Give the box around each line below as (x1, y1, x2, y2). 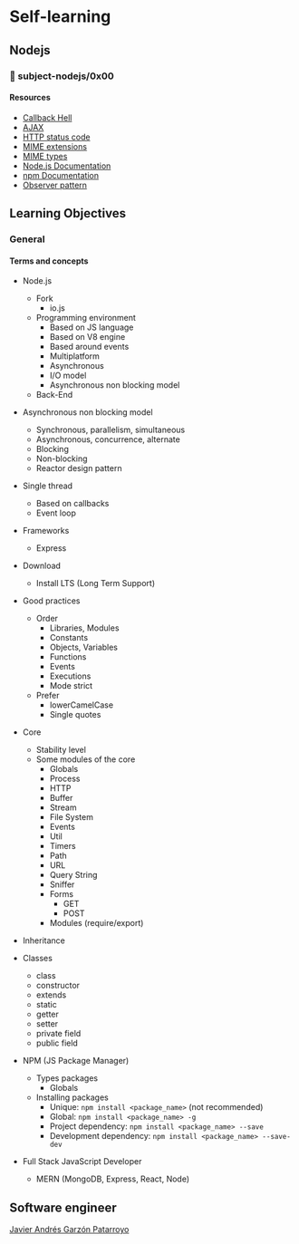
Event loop (35, 507, 77, 518)
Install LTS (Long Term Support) (35, 578, 156, 589)
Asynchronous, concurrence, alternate (35, 434, 181, 445)
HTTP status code (22, 131, 91, 142)
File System (49, 812, 93, 823)
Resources (9, 92, 52, 103)
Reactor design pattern (35, 463, 122, 474)
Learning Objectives (9, 206, 127, 221)
